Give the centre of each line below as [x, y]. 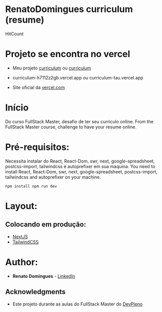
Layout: [21, 206]
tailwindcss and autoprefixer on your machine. [53, 177]
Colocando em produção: [46, 224]
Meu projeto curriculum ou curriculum [52, 68]
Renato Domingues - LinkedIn [44, 276]
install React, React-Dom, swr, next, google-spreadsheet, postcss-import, [82, 172]
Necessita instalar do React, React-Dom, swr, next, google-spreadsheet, [80, 161]
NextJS [20, 236]
